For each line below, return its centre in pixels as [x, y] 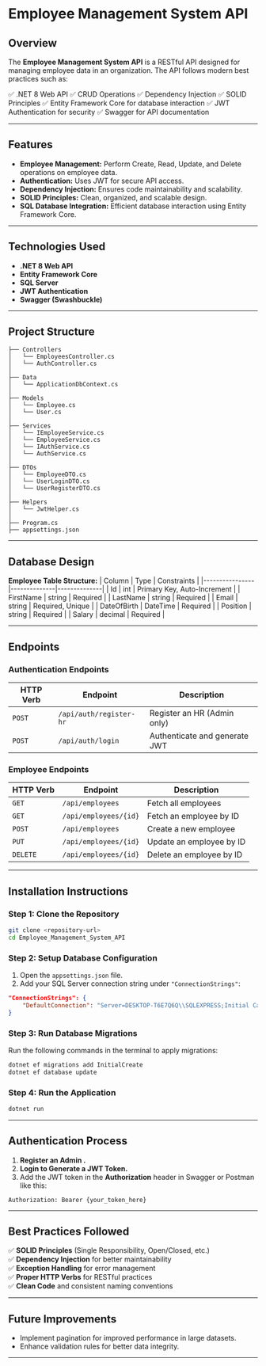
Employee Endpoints [49, 769]
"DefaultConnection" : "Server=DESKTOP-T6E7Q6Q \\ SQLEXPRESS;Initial [136, 1005]
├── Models [26, 398]
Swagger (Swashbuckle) [61, 299]
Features [30, 145]
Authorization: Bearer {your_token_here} [78, 1200]
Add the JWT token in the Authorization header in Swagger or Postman [137, 1177]
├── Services [30, 426]
